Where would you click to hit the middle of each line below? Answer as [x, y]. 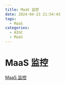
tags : [11, 19]
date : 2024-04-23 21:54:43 [33, 14]
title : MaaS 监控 [22, 10]
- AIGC [16, 32]
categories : [17, 28]
